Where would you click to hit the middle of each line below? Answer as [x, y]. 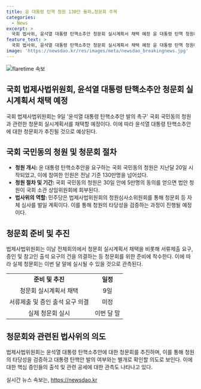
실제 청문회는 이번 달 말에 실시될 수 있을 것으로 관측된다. [78, 264]
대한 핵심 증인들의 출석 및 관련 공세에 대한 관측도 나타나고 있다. [80, 367]
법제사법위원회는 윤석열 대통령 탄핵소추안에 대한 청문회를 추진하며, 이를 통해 [95, 352]
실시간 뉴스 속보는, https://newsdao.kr [52, 380]
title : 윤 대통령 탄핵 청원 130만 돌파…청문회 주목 [62, 12]
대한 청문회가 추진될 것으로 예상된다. [55, 131]
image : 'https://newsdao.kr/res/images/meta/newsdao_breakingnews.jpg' [97, 51]
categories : [21, 17]
